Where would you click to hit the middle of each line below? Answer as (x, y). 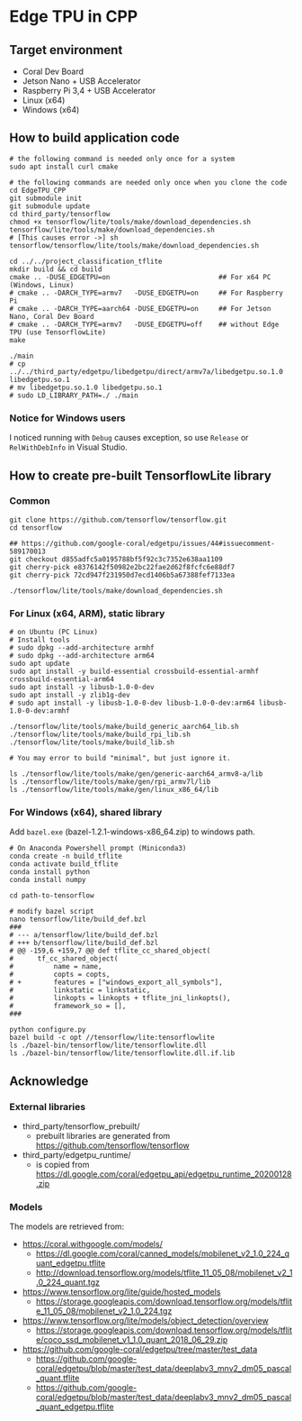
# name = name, (56, 967)
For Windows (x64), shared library (86, 813)
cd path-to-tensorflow (52, 896)
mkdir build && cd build (56, 269)
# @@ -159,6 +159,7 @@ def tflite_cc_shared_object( (110, 951)
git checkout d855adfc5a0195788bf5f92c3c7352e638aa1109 (116, 559)
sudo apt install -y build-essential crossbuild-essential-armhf (134, 672)
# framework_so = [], (68, 1007)
